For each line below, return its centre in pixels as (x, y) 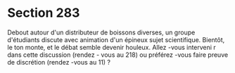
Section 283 (44, 13)
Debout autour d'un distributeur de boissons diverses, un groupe (101, 32)
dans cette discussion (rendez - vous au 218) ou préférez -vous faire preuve (118, 55)
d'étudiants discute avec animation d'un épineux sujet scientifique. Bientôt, (116, 39)
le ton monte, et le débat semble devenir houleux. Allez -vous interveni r (112, 47)
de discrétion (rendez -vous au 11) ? (59, 62)
